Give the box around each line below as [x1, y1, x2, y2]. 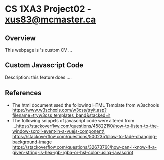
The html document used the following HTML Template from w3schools [12, 102, 159, 107]
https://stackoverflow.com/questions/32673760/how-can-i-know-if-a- [12, 144, 157, 150]
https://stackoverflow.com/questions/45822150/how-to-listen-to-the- [16, 123, 159, 129]
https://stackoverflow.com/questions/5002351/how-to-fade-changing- [12, 133, 157, 139]
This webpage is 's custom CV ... [5, 47, 73, 53]
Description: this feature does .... [5, 74, 72, 80]
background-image [12, 139, 52, 145]
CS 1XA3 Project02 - [5, 3, 92, 15]
